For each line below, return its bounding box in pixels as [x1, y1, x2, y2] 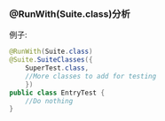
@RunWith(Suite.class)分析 [9, 7, 130, 19]
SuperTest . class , [25, 64, 90, 72]
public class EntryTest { [9, 88, 105, 97]
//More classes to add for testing [25, 72, 157, 80]
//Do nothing [25, 96, 74, 105]
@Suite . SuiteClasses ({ [9, 56, 93, 64]
